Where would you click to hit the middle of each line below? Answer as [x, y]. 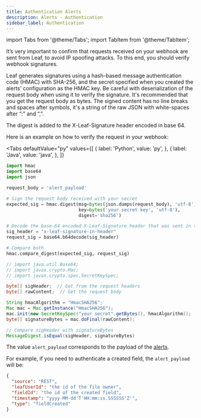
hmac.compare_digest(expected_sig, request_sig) [68, 254]
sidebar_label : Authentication [45, 23]
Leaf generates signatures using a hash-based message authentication [94, 76]
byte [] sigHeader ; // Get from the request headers [73, 286]
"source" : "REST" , [35, 382]
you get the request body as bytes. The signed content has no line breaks [97, 101]
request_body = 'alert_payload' [46, 188]
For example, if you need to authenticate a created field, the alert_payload [98, 359]
